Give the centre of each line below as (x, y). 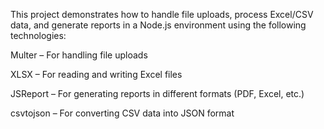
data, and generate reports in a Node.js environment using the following (158, 25)
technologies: (38, 35)
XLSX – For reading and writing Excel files (96, 74)
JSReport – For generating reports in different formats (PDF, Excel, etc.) (157, 93)
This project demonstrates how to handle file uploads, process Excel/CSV (162, 14)
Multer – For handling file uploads (79, 55)
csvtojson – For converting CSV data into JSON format (122, 113)
